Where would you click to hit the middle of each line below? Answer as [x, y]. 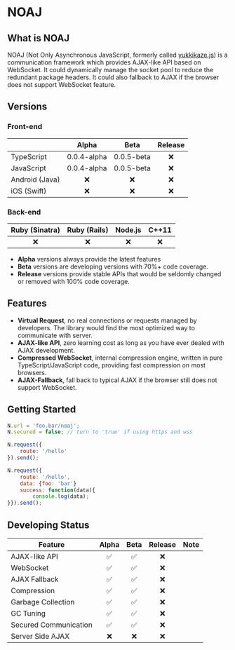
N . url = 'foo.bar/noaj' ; [43, 426]
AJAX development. [46, 350]
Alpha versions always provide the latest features [89, 259]
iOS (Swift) [29, 191]
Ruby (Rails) [88, 230]
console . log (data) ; [61, 496]
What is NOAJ [39, 38]
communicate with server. [55, 335]
